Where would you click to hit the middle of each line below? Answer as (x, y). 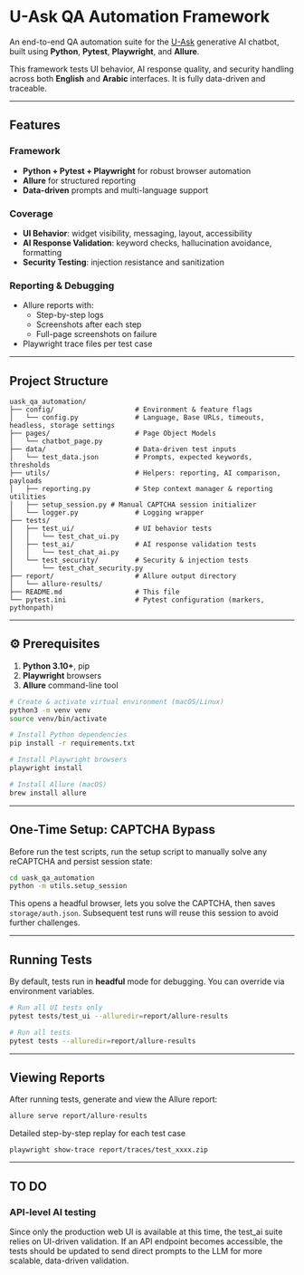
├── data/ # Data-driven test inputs (123, 449)
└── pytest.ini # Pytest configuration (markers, (137, 600)
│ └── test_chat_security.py (76, 568)
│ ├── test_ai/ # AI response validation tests (133, 545)
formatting (42, 252)
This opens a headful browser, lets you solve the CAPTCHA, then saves (142, 903)
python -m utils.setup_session (68, 886)
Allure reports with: (58, 305)
